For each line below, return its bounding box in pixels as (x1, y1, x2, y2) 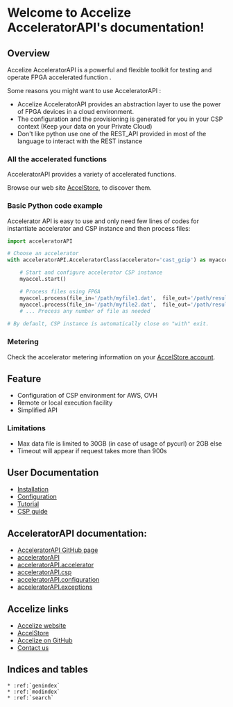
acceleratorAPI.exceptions (17, 583, 93, 592)
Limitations (7, 423, 46, 433)
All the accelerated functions (7, 154, 107, 164)
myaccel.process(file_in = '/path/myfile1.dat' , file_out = (19, 294, 191, 302)
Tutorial (17, 500, 40, 508)
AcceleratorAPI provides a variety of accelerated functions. (7, 170, 177, 179)
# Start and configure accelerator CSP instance (19, 269, 163, 276)
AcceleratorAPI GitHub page (17, 546, 98, 554)
